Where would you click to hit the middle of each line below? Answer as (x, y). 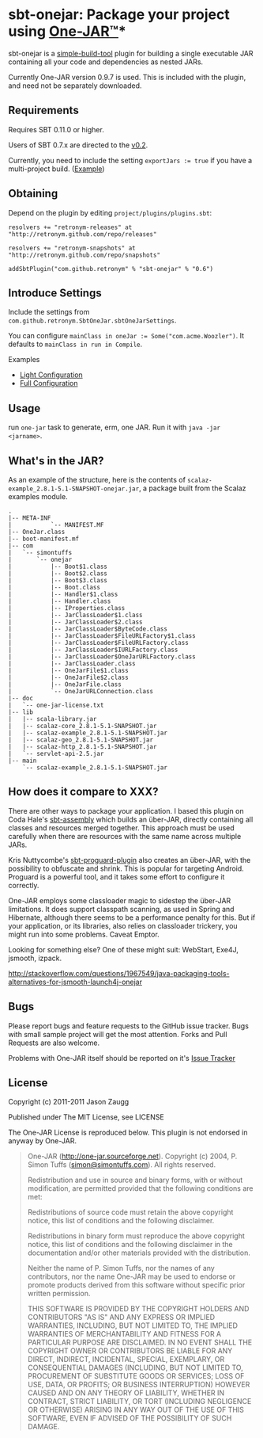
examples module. (38, 496)
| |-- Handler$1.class (63, 594)
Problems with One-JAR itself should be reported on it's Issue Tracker (122, 1058)
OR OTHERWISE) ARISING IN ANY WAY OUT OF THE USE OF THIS (136, 1410)
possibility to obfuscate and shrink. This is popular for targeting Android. (126, 868)
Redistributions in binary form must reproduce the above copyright (136, 1236)
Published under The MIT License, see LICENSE (86, 1117)
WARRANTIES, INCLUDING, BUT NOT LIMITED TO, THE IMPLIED (133, 1325)
